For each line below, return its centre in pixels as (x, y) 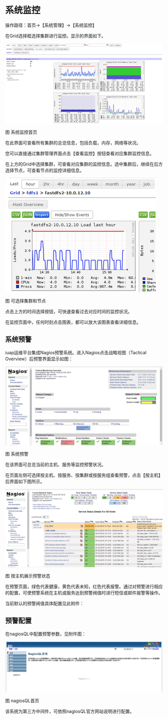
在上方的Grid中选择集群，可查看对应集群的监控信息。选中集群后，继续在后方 (84, 164)
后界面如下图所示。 (25, 482)
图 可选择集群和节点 (25, 301)
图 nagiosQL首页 (22, 700)
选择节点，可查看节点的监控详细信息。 (44, 170)
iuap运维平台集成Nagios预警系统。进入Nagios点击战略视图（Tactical (76, 352)
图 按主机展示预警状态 (28, 576)
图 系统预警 (17, 454)
